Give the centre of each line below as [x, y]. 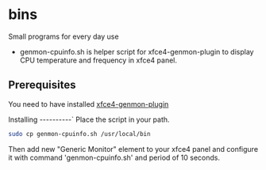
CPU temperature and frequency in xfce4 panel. [98, 60]
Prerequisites [42, 85]
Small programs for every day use [64, 36]
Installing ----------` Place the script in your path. [89, 119]
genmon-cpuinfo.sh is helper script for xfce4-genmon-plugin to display [137, 51]
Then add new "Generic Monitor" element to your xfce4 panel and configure [133, 149]
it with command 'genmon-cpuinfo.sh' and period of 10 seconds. [114, 157]
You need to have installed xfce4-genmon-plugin [89, 104]
